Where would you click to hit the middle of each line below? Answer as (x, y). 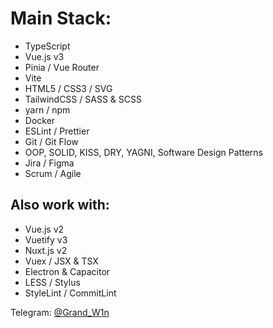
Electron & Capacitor (67, 271)
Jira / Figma (49, 163)
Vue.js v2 (44, 229)
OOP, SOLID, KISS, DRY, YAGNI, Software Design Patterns (143, 152)
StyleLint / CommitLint (70, 293)
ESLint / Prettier (57, 131)
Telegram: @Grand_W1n (60, 312)
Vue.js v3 (44, 56)
